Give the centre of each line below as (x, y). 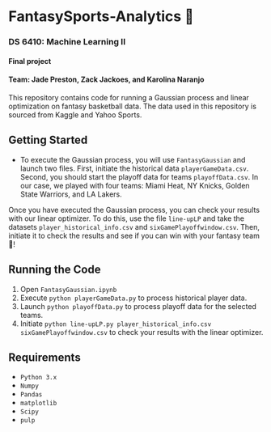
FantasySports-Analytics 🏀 (101, 17)
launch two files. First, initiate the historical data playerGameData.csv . (134, 168)
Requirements (44, 357)
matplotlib (38, 404)
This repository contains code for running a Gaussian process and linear (129, 97)
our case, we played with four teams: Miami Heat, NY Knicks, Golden (135, 185)
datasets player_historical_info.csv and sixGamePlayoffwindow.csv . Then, (134, 227)
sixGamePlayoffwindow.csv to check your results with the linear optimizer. (142, 332)
